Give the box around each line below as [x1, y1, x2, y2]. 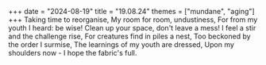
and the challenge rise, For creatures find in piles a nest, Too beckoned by [8, 31, 252, 41]
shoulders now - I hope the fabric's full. [8, 49, 137, 57]
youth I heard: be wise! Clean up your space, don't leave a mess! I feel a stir [8, 23, 256, 32]
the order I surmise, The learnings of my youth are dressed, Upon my [8, 40, 234, 49]
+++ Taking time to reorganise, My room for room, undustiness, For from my [8, 15, 258, 24]
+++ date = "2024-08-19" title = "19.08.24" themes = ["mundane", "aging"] [8, 7, 256, 16]
